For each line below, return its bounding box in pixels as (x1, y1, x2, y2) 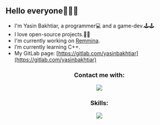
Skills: (90, 99, 109, 107)
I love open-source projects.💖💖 (14, 30, 90, 37)
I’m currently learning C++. (14, 43, 81, 51)
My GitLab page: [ (14, 49, 59, 57)
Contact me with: (74, 71, 125, 79)
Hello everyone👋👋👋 (5, 6, 79, 16)
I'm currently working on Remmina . (14, 37, 101, 44)
